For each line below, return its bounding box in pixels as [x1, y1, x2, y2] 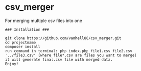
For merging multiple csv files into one [5, 18, 82, 24]
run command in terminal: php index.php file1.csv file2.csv [5, 48, 133, 53]
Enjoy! [5, 61, 19, 66]
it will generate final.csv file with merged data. [5, 57, 113, 62]
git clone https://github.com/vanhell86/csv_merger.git [5, 36, 121, 41]
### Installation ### [5, 27, 49, 32]
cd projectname [5, 40, 36, 45]
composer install [5, 44, 41, 49]
